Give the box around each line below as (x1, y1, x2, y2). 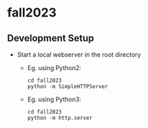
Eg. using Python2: (27, 64, 81, 72)
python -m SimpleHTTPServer (27, 83, 108, 90)
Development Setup (7, 32, 94, 44)
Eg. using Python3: (27, 95, 81, 103)
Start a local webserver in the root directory (17, 50, 141, 58)
